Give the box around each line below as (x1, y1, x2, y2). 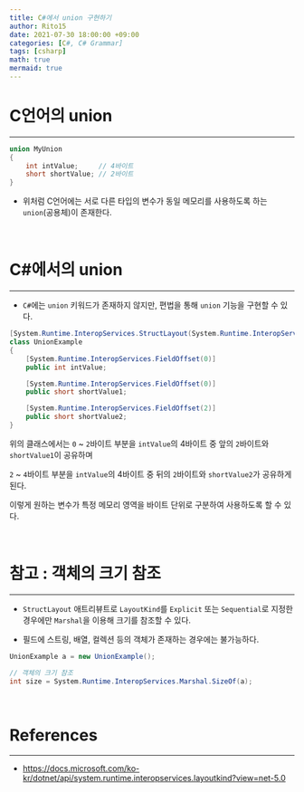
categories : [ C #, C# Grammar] (9, 38, 124, 48)
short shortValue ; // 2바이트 (25, 169, 134, 179)
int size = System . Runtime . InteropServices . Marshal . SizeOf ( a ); (9, 676, 253, 686)
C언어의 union (9, 106, 113, 127)
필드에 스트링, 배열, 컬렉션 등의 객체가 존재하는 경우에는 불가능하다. (22, 634, 260, 644)
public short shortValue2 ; (25, 413, 128, 422)
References (9, 725, 98, 745)
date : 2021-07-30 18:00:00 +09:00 (9, 30, 140, 39)
